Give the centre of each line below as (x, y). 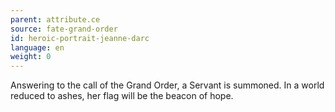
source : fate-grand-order (64, 29)
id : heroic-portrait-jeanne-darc (80, 38)
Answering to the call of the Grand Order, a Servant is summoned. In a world (167, 85)
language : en (37, 47)
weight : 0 (31, 57)
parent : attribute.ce (55, 19)
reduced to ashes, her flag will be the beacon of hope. (122, 96)
